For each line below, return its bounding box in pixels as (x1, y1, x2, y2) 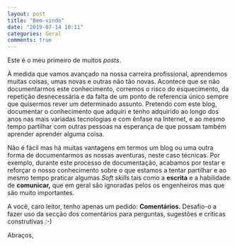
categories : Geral (7, 30, 62, 37)
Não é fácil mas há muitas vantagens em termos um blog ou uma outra (7, 143, 214, 152)
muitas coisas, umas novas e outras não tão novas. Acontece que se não (7, 77, 220, 86)
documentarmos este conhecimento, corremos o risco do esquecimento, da (7, 85, 229, 93)
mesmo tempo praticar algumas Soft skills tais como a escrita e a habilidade (7, 174, 231, 182)
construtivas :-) (7, 217, 52, 226)
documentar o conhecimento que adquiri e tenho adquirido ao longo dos (7, 107, 219, 116)
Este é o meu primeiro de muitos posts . (7, 56, 122, 64)
